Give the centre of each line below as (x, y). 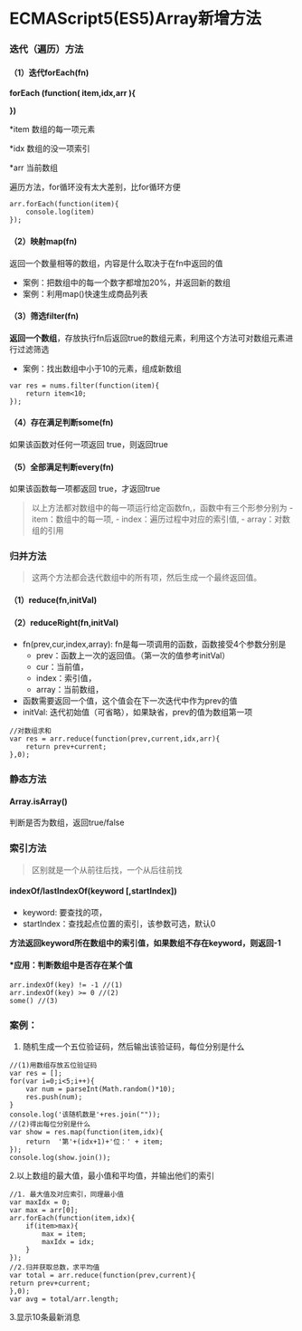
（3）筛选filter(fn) (44, 316)
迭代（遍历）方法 (47, 49)
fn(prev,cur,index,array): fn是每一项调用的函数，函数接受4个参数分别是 (154, 645)
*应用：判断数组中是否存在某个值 (71, 965)
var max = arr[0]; (44, 1211)
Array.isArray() (38, 801)
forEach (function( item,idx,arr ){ (72, 93)
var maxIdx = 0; (40, 1202)
